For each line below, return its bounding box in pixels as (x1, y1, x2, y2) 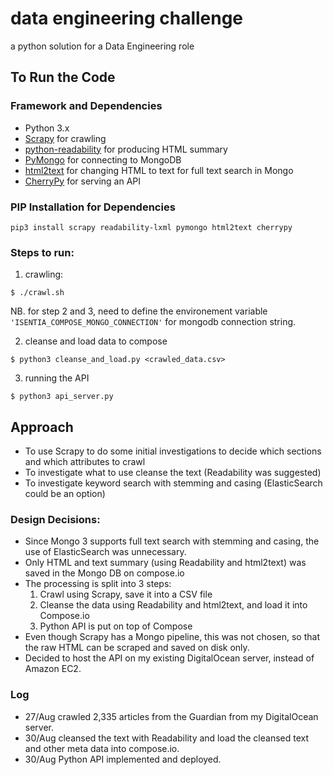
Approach (10, 418, 74, 436)
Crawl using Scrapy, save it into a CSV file (39, 588, 213, 601)
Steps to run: (10, 245, 75, 259)
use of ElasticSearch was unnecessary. (24, 546, 187, 558)
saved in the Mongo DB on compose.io (24, 567, 185, 579)
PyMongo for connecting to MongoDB (24, 153, 182, 166)
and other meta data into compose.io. (24, 742, 180, 754)
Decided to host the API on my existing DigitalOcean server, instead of (24, 652, 315, 664)
